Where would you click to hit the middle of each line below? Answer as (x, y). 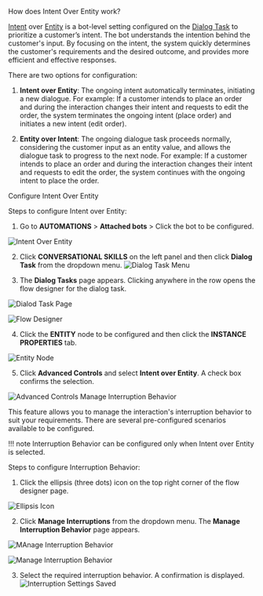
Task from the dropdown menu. (71, 265)
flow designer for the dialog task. (73, 289)
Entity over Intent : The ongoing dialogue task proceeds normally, (125, 139)
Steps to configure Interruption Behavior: (74, 467)
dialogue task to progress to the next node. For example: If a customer (133, 155)
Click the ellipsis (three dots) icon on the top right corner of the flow (129, 483)
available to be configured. (51, 428)
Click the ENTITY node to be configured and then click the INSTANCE (133, 334)
